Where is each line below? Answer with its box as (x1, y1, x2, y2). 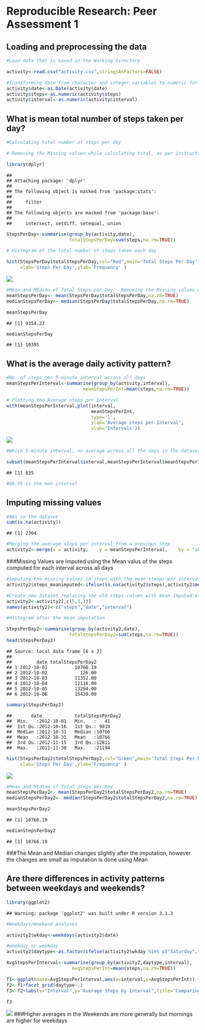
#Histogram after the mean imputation (6, 615, 105, 621)
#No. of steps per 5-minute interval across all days (6, 375, 146, 381)
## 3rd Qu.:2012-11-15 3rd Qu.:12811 (6, 740, 111, 746)
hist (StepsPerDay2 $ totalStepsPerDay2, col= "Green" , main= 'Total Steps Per (6, 755, 195, 762)
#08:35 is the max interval (6, 480, 78, 486)
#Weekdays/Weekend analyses (6, 921, 78, 927)
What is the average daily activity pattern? (6, 358, 171, 369)
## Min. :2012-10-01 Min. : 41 (6, 718, 111, 724)
